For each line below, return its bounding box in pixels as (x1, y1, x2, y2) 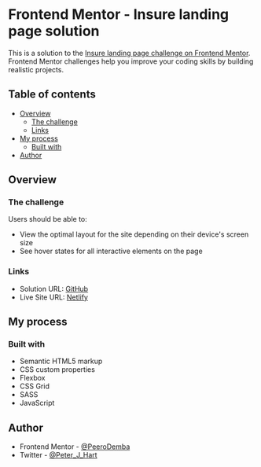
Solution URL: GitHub (19, 284, 89, 293)
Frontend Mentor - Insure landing (8, 6, 230, 24)
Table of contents (8, 88, 96, 101)
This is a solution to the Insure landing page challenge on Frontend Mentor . (8, 48, 251, 57)
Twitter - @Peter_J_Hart (19, 450, 97, 460)
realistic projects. (8, 64, 64, 74)
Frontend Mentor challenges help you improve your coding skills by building (8, 57, 254, 66)
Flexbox (19, 373, 46, 383)
